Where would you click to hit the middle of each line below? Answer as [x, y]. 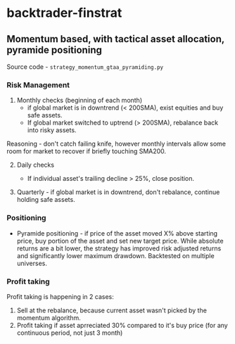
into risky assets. [52, 130]
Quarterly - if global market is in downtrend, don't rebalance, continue [118, 192]
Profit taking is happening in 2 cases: [60, 296]
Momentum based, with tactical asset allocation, [115, 39]
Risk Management [38, 84]
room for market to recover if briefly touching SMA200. [87, 151]
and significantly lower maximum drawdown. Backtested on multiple [116, 255]
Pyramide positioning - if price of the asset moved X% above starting [117, 233]
